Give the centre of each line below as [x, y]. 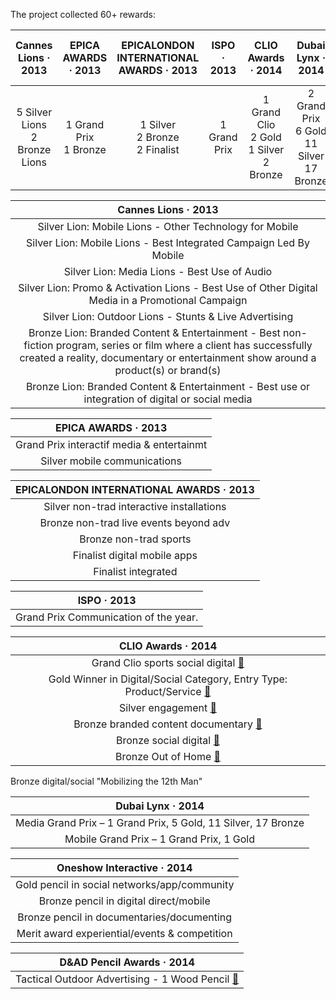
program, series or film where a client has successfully [184, 345]
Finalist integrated [135, 571]
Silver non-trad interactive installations [135, 506]
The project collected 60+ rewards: [83, 14]
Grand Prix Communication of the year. [107, 617]
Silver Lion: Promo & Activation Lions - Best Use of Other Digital [168, 287]
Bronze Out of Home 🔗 [168, 756]
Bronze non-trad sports [135, 539]
